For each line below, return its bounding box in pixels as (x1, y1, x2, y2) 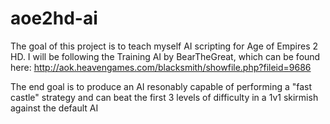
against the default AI (10, 102, 99, 114)
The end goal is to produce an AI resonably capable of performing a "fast (10, 80, 313, 92)
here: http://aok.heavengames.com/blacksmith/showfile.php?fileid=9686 (10, 61, 312, 73)
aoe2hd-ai (10, 7, 98, 30)
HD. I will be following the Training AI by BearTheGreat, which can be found (10, 50, 321, 62)
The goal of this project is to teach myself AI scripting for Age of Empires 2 (10, 40, 319, 52)
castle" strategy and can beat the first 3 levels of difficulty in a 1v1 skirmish (10, 91, 319, 103)
